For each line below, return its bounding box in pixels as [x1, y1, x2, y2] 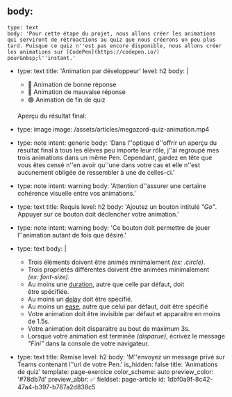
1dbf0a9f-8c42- [167, 375, 213, 383]
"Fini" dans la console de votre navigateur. [27, 339, 149, 348]
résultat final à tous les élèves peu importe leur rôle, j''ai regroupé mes [17, 146, 219, 154]
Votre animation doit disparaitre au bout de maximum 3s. [27, 324, 190, 333]
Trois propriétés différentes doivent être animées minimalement [27, 265, 210, 274]
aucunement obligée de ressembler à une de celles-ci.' [17, 168, 175, 176]
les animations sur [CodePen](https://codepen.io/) [7, 48, 160, 55]
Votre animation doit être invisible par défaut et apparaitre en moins [27, 309, 221, 318]
